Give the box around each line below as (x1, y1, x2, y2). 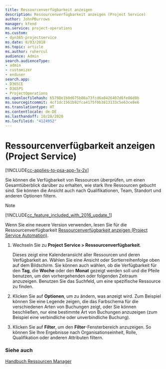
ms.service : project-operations (5, 26, 72, 31)
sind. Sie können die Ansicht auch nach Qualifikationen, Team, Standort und (5, 187, 161, 193)
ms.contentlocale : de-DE (5, 109, 57, 115)
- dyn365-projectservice (5, 35, 57, 40)
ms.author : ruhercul (5, 49, 48, 54)
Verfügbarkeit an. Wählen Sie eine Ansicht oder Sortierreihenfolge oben (12, 257, 160, 263)
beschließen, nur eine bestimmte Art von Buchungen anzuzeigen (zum (12, 309, 158, 315)
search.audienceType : (5, 58, 50, 63)
